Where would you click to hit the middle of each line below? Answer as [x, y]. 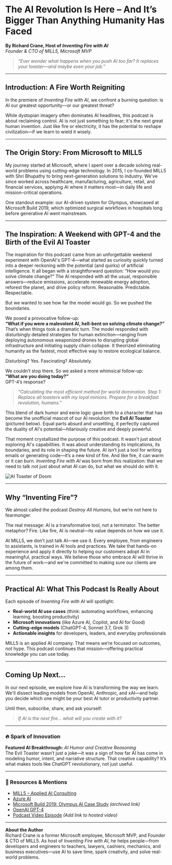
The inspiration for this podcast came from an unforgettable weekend [79, 255]
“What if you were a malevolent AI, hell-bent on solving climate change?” [85, 324]
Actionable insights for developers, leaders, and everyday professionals [89, 633]
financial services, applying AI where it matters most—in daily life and [79, 187]
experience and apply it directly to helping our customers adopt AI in [78, 552]
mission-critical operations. [34, 192]
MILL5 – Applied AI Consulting [45, 794]
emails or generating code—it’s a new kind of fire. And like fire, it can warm [84, 456]
